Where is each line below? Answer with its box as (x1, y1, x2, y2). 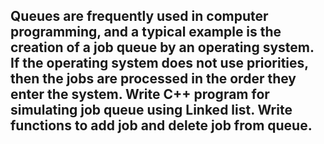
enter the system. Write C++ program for (10, 86, 270, 103)
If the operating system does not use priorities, (10, 55, 309, 72)
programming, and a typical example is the (10, 24, 282, 41)
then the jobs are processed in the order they (10, 70, 297, 88)
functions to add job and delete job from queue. (10, 117, 313, 134)
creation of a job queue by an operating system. (10, 39, 315, 56)
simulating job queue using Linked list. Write (10, 102, 293, 119)
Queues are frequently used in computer (10, 8, 269, 25)
